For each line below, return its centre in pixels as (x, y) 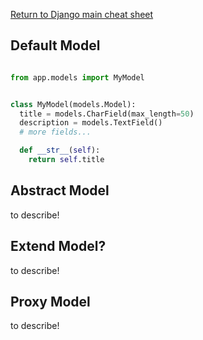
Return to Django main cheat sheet (82, 14)
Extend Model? (58, 246)
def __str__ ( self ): (60, 150)
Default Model (55, 45)
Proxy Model (50, 301)
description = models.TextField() (91, 123)
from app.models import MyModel (77, 77)
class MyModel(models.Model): (73, 104)
